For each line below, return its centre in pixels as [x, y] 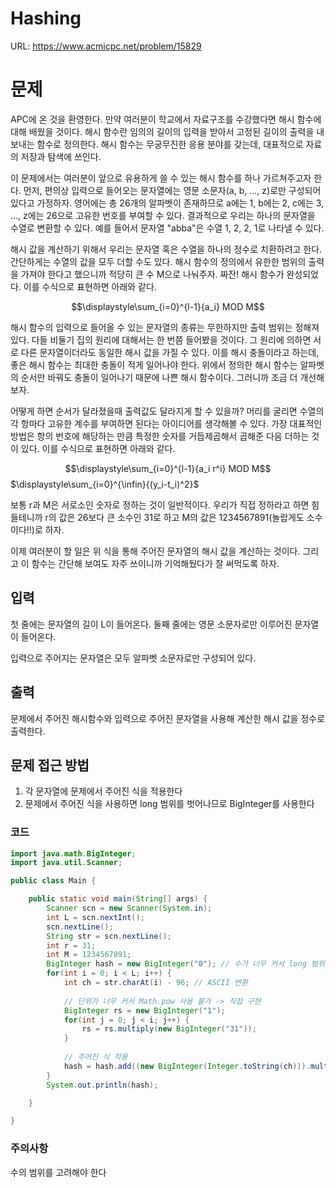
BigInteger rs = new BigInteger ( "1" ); [144, 1010]
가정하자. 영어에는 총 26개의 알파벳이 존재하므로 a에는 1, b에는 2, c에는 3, [180, 203]
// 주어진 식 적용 [95, 1057]
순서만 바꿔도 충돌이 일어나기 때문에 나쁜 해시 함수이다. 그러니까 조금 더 [159, 377]
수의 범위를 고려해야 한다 [58, 1172]
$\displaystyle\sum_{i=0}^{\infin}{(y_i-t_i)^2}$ [105, 484]
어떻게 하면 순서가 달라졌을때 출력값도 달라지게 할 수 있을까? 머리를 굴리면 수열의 [167, 411]
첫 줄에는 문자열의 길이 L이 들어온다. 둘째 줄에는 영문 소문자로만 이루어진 [151, 624]
